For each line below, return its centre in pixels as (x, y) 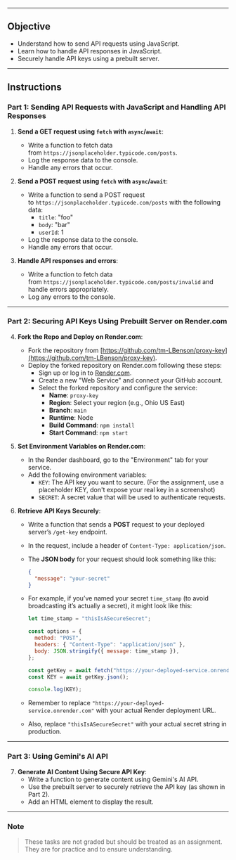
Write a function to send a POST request (86, 195)
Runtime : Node (71, 417)
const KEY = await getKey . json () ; (78, 677)
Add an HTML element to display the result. (91, 802)
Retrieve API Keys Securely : (59, 511)
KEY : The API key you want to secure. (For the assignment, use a (131, 482)
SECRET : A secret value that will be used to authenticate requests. (132, 497)
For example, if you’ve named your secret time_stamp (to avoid (118, 598)
